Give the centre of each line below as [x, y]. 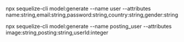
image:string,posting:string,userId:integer [57, 33]
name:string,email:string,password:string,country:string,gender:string [92, 15]
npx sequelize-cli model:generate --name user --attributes [78, 9]
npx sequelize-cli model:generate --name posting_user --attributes [89, 26]
